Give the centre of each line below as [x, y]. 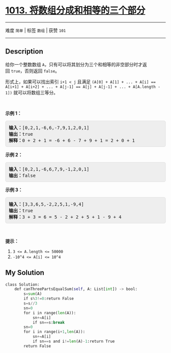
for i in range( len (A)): [50, 313]
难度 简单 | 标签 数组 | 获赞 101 [36, 30]
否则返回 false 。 [42, 71]
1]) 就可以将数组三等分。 [32, 92]
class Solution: [22, 284]
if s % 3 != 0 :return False [49, 299]
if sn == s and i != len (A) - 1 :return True [74, 342]
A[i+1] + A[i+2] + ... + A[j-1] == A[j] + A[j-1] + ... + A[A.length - [83, 87]
